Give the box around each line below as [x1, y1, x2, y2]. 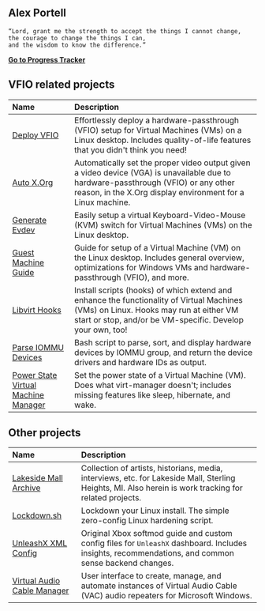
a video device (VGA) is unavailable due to [74, 167, 231, 178]
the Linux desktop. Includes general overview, [74, 252, 244, 263]
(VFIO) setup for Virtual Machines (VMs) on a [74, 124, 242, 135]
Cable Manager [12, 585, 69, 596]
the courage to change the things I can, [8, 34, 147, 42]
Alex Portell [8, 6, 67, 20]
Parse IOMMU [12, 341, 65, 353]
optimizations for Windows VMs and [74, 262, 209, 273]
